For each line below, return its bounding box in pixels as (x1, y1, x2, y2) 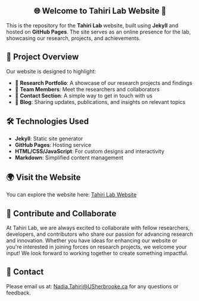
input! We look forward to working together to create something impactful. (6, 250, 189, 257)
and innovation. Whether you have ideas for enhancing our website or (6, 237, 178, 244)
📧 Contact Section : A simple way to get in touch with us (14, 92, 153, 99)
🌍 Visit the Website (6, 172, 81, 182)
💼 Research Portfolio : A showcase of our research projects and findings (14, 79, 192, 87)
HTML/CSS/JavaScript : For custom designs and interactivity (14, 148, 165, 155)
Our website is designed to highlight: (6, 67, 97, 75)
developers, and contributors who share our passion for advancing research (6, 231, 194, 238)
